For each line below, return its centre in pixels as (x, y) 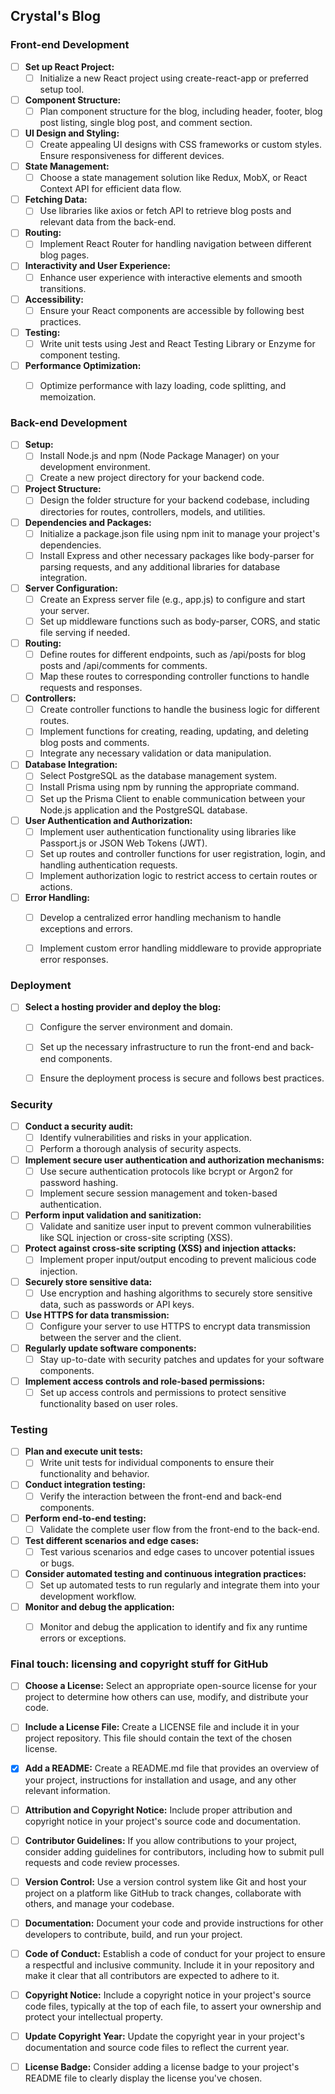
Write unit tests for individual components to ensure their (157, 1463)
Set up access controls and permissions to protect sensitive (163, 1392)
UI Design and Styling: (72, 133)
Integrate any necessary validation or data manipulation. (155, 753)
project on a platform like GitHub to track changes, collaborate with (163, 1893)
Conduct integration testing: (85, 1485)
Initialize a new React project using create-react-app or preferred (174, 78)
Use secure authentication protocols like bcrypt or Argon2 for (166, 1171)
